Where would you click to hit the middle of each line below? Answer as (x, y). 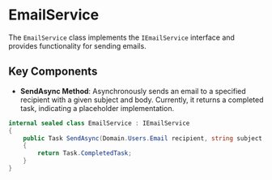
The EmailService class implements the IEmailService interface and (121, 37)
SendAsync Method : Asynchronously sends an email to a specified (133, 91)
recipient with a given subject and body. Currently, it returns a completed (142, 100)
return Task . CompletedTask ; (85, 153)
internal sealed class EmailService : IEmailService (99, 123)
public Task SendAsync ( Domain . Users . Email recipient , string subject (143, 138)
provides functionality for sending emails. (78, 45)
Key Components (53, 72)
